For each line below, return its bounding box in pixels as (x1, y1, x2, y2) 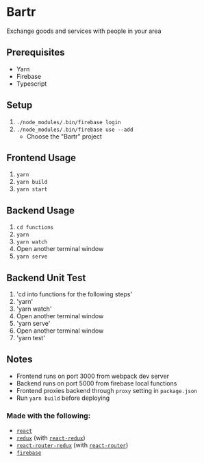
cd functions (16, 224, 54, 231)
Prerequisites (6, 47, 65, 58)
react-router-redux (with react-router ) (16, 441, 129, 449)
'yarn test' (16, 334, 46, 342)
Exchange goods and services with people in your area (6, 27, 162, 35)
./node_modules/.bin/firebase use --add (16, 126, 133, 133)
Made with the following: (6, 411, 91, 420)
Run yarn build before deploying (16, 394, 110, 402)
